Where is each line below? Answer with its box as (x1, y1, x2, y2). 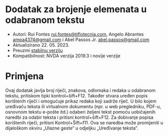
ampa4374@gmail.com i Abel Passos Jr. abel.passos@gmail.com (12, 37, 150, 43)
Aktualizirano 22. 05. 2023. (12, 42, 70, 48)
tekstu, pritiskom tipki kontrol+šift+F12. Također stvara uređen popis (5, 92, 148, 98)
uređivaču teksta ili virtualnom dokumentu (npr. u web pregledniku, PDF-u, (5, 103, 161, 110)
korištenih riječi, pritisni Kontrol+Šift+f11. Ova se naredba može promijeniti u (5, 119, 163, 125)
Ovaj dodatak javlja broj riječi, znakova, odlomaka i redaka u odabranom (5, 87, 156, 93)
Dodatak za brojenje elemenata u (5, 4, 147, 15)
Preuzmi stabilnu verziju (12, 47, 63, 53)
